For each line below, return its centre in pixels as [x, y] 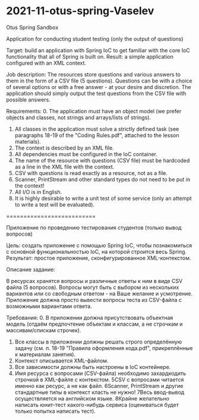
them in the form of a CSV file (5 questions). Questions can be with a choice [99, 81]
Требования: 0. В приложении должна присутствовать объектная [90, 317]
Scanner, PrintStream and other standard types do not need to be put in [102, 179]
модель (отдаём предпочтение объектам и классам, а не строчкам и [94, 324]
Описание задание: [31, 269]
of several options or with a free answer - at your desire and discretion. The [99, 87]
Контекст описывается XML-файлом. [61, 361]
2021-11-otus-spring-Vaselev [80, 11]
